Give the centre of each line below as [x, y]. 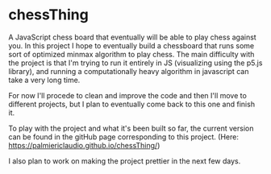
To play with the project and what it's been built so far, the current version [131, 128]
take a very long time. [44, 80]
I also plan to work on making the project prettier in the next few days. [125, 161]
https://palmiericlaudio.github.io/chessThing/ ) [84, 145]
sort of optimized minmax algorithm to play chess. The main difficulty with [131, 54]
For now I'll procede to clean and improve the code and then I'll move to [128, 95]
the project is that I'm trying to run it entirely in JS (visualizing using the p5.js [135, 63]
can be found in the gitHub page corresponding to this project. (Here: [124, 137]
